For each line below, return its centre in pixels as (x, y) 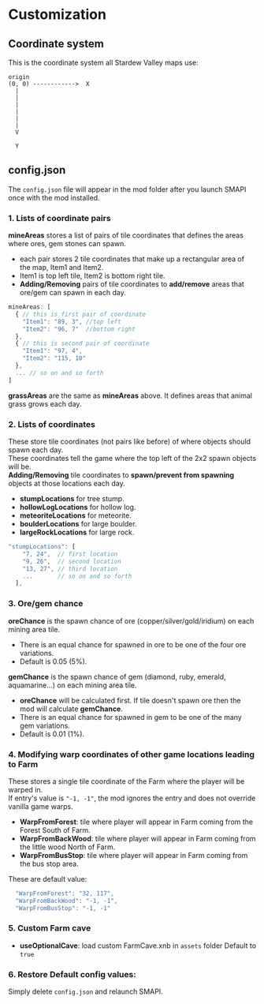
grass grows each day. (45, 403)
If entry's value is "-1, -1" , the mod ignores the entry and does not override (132, 798)
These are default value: (48, 878)
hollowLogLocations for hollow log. (78, 508)
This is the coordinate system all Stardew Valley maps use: (103, 62)
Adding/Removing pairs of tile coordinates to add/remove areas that (132, 284)
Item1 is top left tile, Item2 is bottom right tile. (92, 276)
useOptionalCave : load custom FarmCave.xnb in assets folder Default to (138, 946)
